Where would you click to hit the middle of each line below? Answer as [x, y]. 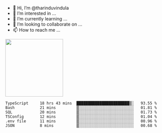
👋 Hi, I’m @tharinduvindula [41, 8]
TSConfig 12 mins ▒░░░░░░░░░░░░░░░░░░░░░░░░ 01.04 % [81, 117]
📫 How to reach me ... [36, 30]
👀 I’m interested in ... [34, 13]
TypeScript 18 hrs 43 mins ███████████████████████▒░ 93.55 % [81, 103]
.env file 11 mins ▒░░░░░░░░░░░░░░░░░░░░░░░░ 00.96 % [81, 121]
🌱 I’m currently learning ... [40, 19]
